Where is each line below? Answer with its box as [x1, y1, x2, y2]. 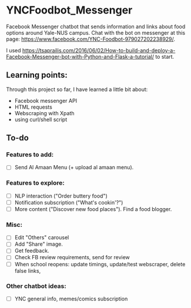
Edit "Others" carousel [14, 234, 69, 241]
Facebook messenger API [14, 97, 78, 104]
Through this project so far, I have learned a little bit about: [6, 86, 148, 93]
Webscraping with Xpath [14, 109, 75, 116]
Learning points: [6, 70, 68, 80]
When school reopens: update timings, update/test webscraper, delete [14, 260, 186, 267]
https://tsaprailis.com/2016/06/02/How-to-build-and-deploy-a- [22, 46, 176, 53]
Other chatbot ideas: [6, 282, 66, 290]
